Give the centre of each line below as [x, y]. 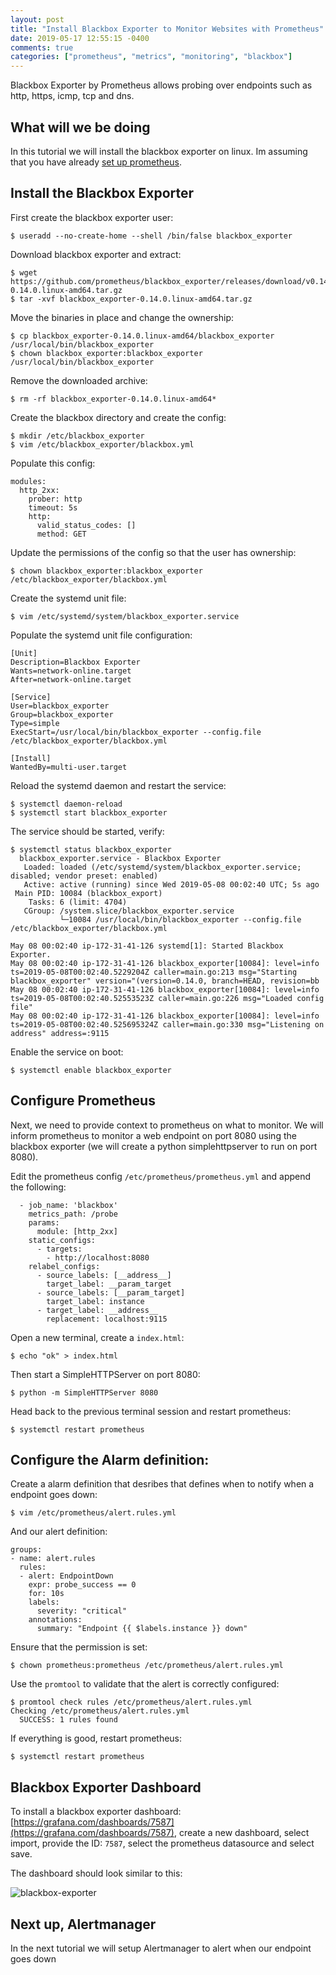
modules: [28, 481]
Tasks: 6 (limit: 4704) [78, 902]
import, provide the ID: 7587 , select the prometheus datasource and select [162, 1843]
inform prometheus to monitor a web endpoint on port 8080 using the [153, 1135]
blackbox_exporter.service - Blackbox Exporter [120, 858]
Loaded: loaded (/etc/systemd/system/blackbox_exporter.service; [162, 867]
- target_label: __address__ [97, 1310]
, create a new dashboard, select [241, 1833]
